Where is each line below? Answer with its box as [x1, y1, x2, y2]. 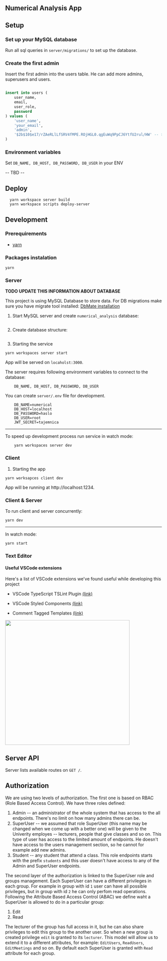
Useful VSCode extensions [5, 565, 62, 571]
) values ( [5, 113, 28, 119]
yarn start [5, 541, 28, 546]
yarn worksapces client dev [5, 475, 64, 481]
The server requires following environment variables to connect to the [5, 369, 148, 375]
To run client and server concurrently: [5, 508, 83, 514]
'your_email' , [14, 123, 43, 128]
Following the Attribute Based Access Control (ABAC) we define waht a [5, 894, 151, 900]
